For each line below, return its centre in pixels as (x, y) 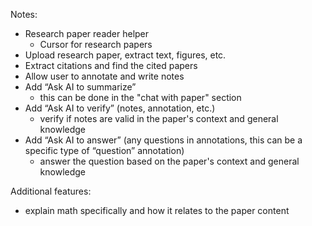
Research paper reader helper (87, 33)
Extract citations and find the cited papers (111, 65)
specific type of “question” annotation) (104, 150)
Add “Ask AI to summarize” (80, 87)
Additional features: (51, 191)
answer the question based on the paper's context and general (169, 161)
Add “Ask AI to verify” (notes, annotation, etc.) (120, 108)
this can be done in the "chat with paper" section (140, 97)
